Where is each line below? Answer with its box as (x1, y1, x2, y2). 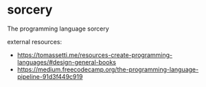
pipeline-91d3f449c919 (16, 72, 83, 80)
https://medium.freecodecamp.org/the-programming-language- (16, 65, 199, 73)
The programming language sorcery (7, 24, 110, 33)
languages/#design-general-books (16, 58, 117, 66)
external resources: (7, 37, 62, 46)
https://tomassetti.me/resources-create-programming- (16, 50, 173, 59)
